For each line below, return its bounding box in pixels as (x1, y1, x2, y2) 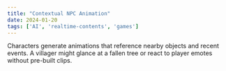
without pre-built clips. (7, 57, 73, 65)
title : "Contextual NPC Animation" (7, 10, 111, 17)
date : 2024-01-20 (7, 17, 58, 23)
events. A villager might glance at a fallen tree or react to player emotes (7, 49, 213, 57)
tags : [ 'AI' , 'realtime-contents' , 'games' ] (7, 23, 139, 30)
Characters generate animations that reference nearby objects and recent (7, 42, 220, 50)
